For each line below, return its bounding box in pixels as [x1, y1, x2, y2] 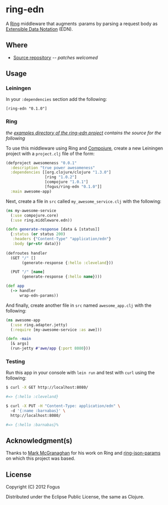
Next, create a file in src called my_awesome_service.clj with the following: [6, 198, 161, 204]
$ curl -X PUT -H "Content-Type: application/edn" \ [6, 404, 121, 409]
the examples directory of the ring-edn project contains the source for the [6, 130, 161, 136]
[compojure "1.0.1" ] [44, 179, 88, 185]
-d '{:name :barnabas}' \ [10, 408, 66, 413]
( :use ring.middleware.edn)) [10, 218, 73, 223]
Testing [6, 358, 25, 365]
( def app [6, 283, 25, 289]
